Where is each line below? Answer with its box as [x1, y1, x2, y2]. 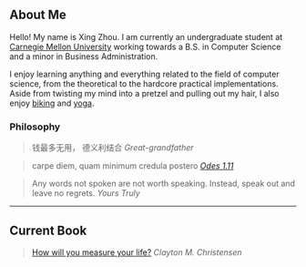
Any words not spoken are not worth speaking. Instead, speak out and [31, 178, 296, 190]
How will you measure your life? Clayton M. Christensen [31, 246, 242, 258]
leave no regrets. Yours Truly [31, 188, 141, 199]
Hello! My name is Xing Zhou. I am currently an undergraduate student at [9, 31, 283, 42]
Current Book [9, 222, 87, 238]
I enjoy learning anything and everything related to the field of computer [9, 68, 280, 79]
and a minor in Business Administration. [9, 50, 158, 62]
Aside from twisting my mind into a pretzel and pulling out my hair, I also [9, 87, 280, 98]
